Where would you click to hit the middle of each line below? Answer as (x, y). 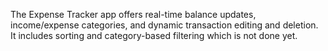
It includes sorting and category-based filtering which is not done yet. (154, 35)
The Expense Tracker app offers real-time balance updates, (133, 14)
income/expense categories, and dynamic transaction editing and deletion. (164, 25)
